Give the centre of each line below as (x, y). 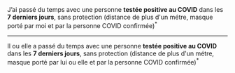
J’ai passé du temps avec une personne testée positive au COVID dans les (115, 9)
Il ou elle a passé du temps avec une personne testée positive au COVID (112, 46)
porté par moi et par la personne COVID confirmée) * (82, 25)
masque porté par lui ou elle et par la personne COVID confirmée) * (103, 61)
